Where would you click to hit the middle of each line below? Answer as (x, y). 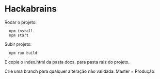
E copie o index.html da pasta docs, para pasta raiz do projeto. (67, 62)
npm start (19, 35)
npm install (21, 31)
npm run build (23, 53)
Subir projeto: (18, 44)
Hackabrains (31, 9)
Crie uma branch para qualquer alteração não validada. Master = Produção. (80, 71)
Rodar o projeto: (21, 22)
